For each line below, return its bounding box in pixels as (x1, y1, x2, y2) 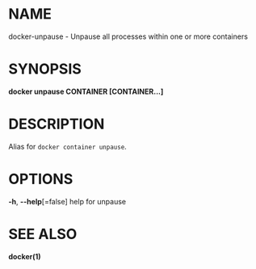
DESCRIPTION (8, 115, 105, 133)
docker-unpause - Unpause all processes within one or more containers (8, 32, 249, 41)
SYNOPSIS (8, 60, 82, 78)
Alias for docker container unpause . (8, 141, 127, 151)
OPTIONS (8, 170, 73, 188)
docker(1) (8, 251, 42, 261)
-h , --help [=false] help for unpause (8, 196, 127, 206)
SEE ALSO (8, 225, 78, 243)
